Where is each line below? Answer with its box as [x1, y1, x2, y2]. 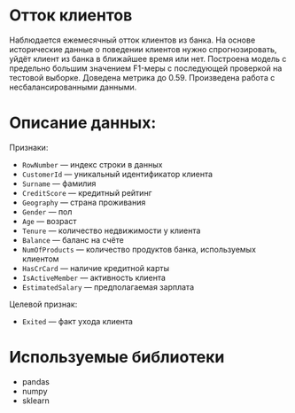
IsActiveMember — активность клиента [21, 272, 167, 283]
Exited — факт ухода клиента [21, 316, 133, 326]
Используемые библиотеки [9, 347, 225, 368]
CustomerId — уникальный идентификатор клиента [21, 168, 213, 179]
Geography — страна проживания [21, 197, 146, 207]
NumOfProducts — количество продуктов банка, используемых [21, 244, 257, 254]
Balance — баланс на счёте [21, 234, 124, 245]
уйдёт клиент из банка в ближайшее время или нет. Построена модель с [9, 53, 287, 64]
